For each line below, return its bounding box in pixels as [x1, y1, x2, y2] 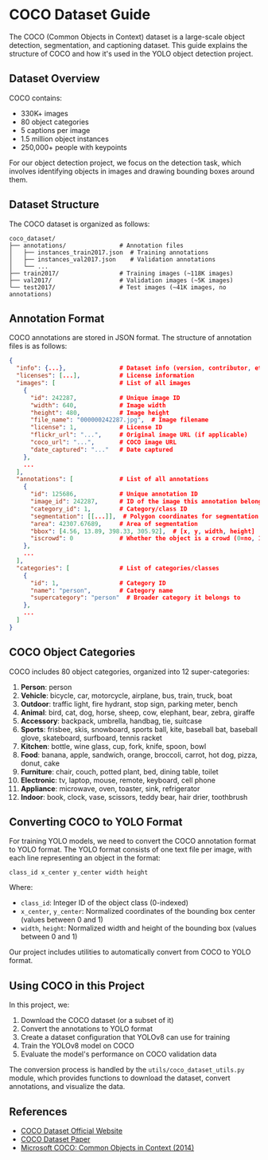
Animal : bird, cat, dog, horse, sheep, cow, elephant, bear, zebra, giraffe [20, 707, 255, 717]
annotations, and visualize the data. [9, 1082, 126, 1091]
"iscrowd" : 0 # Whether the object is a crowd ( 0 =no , [29, 535, 255, 543]
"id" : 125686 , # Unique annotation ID [29, 490, 198, 499]
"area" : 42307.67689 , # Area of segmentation [29, 519, 198, 527]
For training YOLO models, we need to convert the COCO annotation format [9, 837, 257, 846]
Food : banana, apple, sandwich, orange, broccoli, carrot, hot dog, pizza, [20, 750, 258, 759]
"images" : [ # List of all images [16, 379, 192, 387]
